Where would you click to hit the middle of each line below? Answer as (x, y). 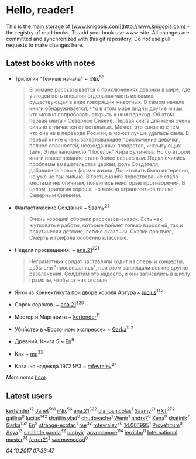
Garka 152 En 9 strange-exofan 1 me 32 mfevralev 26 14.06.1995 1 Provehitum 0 (94, 425)
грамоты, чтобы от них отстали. (69, 280)
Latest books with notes (51, 63)
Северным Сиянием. (55, 195)
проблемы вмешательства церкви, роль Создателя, (94, 164)
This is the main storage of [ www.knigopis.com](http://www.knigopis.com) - (98, 26)
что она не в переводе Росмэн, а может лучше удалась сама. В (109, 133)
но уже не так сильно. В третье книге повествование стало (104, 177)
